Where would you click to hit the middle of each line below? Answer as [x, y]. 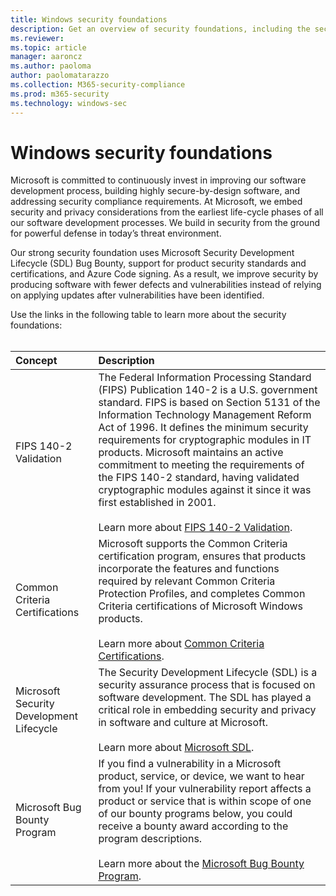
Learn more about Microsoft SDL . [176, 748]
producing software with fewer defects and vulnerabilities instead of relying [166, 285]
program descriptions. [150, 839]
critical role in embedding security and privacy [207, 710]
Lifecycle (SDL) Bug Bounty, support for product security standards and [158, 263]
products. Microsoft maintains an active [191, 453]
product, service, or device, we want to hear [201, 776]
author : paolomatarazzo [60, 76]
